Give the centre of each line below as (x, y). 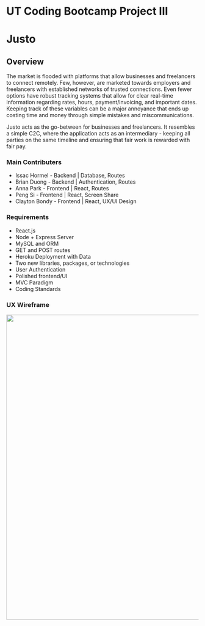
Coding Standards (38, 289)
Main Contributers (34, 162)
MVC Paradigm (34, 282)
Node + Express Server (45, 237)
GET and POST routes (43, 250)
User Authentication (40, 269)
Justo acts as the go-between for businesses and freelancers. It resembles (101, 127)
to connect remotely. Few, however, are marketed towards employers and (99, 83)
